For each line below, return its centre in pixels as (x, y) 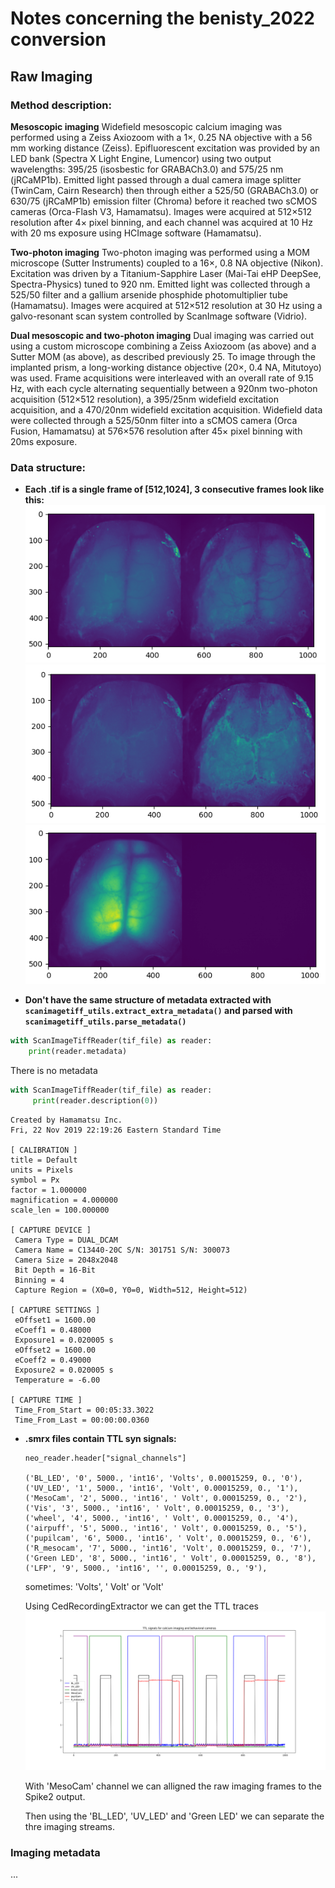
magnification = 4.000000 (64, 1200)
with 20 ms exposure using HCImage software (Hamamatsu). (136, 233)
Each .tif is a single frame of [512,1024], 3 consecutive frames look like (174, 489)
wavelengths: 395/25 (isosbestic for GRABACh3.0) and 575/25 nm (147, 169)
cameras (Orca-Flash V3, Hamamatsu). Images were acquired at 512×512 (161, 211)
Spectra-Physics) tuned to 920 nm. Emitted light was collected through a (160, 284)
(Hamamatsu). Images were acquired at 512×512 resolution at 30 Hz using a (166, 305)
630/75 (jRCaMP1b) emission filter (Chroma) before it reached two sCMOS (164, 201)
